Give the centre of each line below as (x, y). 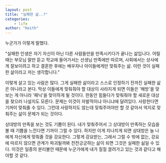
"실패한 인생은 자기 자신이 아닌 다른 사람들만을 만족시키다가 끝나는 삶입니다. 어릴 (83, 54)
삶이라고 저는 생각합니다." (35, 72)
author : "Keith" (22, 28)
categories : (17, 19)
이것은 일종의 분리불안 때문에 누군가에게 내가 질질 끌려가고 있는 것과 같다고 (84, 149)
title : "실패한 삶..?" (27, 14)
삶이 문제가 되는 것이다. (41, 114)
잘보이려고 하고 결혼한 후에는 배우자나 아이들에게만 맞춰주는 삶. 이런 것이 (80, 66)
